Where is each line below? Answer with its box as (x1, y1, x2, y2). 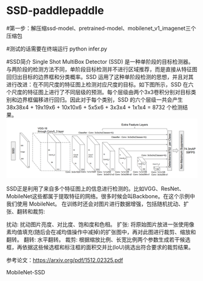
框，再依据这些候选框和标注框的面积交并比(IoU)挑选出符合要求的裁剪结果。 (6, 244, 194, 251)
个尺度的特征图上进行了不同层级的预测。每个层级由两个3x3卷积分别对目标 (6, 88, 191, 95)
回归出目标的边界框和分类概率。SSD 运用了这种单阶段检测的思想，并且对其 (6, 73, 194, 80)
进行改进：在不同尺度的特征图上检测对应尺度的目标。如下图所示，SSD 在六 (6, 80, 194, 88)
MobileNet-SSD (6, 269, 45, 276)
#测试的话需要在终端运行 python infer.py (6, 45, 107, 52)
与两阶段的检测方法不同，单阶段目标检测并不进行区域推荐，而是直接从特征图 (6, 65, 198, 73)
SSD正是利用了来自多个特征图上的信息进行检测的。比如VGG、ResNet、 (6, 185, 185, 192)
